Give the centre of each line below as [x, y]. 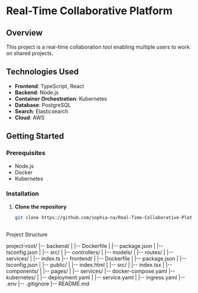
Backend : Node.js [37, 92]
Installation [23, 194]
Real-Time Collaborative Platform [89, 11]
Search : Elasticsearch [41, 111]
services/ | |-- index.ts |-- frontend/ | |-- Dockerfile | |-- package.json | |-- [96, 258]
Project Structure [27, 234]
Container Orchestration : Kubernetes [61, 98]
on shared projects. [30, 53]
